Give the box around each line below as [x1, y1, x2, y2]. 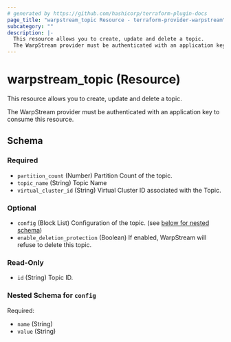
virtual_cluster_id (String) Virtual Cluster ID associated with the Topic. [16, 186, 221, 194]
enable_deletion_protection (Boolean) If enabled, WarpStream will [16, 233, 207, 242]
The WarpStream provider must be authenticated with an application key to [7, 107, 220, 116]
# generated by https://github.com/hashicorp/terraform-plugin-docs [7, 10, 208, 17]
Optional [7, 203, 36, 213]
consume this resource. [7, 115, 74, 123]
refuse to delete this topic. [16, 240, 91, 248]
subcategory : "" [7, 23, 54, 30]
